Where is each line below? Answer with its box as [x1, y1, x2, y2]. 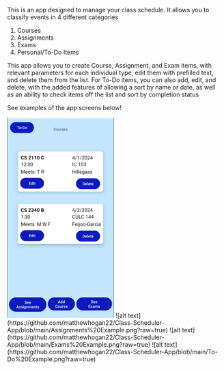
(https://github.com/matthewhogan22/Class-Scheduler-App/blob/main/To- [7, 347, 219, 356]
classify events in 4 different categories [7, 13, 119, 21]
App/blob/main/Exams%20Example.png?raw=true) [7, 340, 151, 348]
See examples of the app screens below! [7, 104, 122, 111]
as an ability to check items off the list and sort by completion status [7, 90, 199, 98]
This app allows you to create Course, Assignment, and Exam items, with [7, 62, 212, 69]
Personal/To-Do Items [16, 48, 79, 56]
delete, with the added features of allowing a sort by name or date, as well [7, 83, 216, 91]
